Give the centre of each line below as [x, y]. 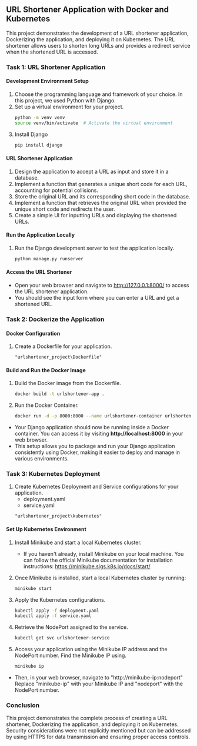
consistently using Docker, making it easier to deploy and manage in [97, 452]
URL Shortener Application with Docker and [88, 10]
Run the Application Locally [41, 235]
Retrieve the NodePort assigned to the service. [71, 627]
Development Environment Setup [48, 81]
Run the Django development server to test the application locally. [94, 248]
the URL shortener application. [52, 291]
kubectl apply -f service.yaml [53, 616]
